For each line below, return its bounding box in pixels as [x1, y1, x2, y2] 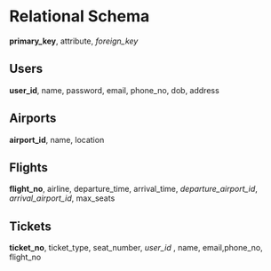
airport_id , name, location [9, 134, 105, 145]
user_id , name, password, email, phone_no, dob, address [9, 84, 219, 95]
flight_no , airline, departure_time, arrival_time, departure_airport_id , [9, 184, 258, 195]
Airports [9, 111, 57, 126]
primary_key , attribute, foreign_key [9, 36, 139, 46]
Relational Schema [9, 6, 150, 27]
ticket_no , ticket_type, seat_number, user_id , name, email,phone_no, [9, 243, 264, 253]
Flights [9, 160, 49, 175]
